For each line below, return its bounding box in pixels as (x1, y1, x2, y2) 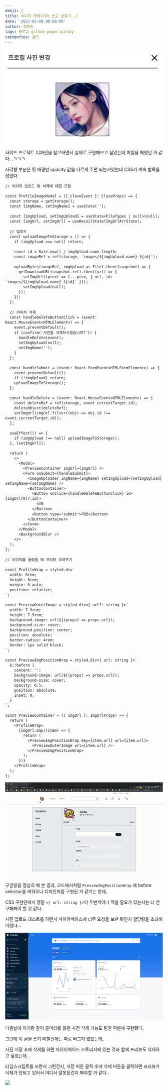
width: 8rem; (9, 572, 37, 577)
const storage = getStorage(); (9, 198, 75, 203)
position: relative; (9, 587, 52, 592)
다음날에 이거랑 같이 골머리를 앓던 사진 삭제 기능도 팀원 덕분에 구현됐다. (5, 1025, 144, 1031)
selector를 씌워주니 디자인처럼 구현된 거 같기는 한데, (5, 888, 107, 894)
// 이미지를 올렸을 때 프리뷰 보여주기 (5, 557, 72, 562)
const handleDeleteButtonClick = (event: (9, 314, 97, 320)
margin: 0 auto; (9, 582, 43, 587)
